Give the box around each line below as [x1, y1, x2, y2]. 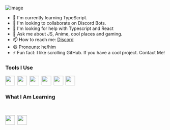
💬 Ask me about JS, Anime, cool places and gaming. [12, 31, 123, 37]
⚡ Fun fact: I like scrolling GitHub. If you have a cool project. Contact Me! [12, 50, 165, 55]
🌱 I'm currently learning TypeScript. [12, 15, 88, 20]
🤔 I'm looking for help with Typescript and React [12, 25, 114, 31]
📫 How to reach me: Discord [12, 37, 74, 43]
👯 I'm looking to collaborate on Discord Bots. [12, 20, 106, 26]
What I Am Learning [5, 93, 55, 101]
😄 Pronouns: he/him [12, 44, 56, 50]
